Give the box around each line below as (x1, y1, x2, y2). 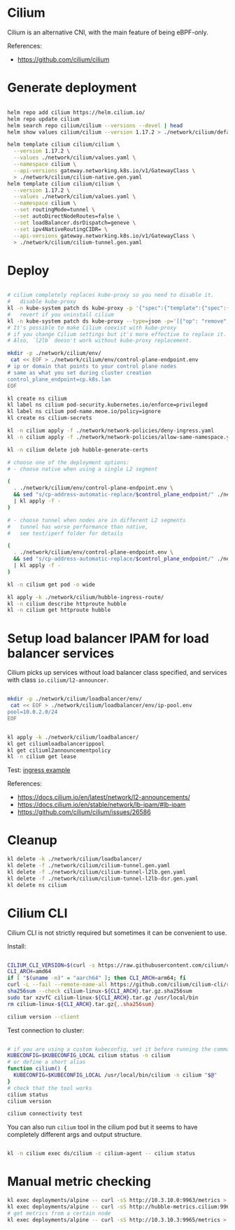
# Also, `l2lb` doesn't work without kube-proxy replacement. (7, 337, 192, 344)
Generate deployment (7, 80, 137, 96)
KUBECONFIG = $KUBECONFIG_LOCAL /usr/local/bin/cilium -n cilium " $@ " (13, 1072, 218, 1079)
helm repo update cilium (7, 116, 80, 123)
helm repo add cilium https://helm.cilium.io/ (7, 109, 145, 116)
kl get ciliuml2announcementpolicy (7, 747, 111, 754)
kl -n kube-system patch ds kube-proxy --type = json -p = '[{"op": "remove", (7, 317, 230, 325)
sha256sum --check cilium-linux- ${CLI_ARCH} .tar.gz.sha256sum (7, 988, 192, 995)
